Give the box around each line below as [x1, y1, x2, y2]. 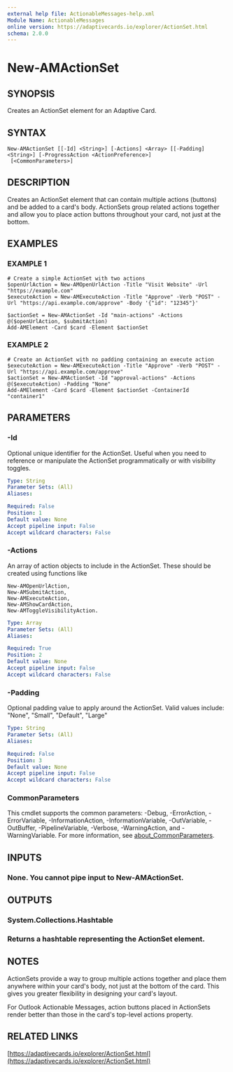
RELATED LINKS [7, 1031, 78, 1043]
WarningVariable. [7, 832, 57, 840]
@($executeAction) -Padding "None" [7, 380, 111, 388]
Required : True [7, 645, 52, 652]
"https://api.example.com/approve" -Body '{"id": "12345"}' [20, 299, 199, 306]
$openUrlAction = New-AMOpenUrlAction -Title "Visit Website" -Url [7, 281, 209, 288]
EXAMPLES [7, 238, 58, 250]
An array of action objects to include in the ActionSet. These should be [7, 562, 211, 570]
